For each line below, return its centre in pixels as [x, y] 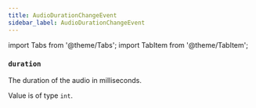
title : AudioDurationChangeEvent [63, 15]
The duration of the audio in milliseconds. [75, 80]
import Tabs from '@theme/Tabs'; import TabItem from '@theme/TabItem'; [128, 45]
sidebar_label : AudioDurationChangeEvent [77, 23]
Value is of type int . [40, 95]
